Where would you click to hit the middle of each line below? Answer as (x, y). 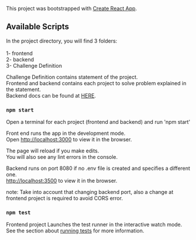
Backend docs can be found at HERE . (51, 95)
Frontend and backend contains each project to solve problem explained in (96, 83)
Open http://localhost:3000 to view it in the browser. (69, 140)
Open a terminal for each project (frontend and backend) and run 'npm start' (98, 122)
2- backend (20, 59)
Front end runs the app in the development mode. (66, 133)
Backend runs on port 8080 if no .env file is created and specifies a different (98, 168)
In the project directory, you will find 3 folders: (62, 41)
